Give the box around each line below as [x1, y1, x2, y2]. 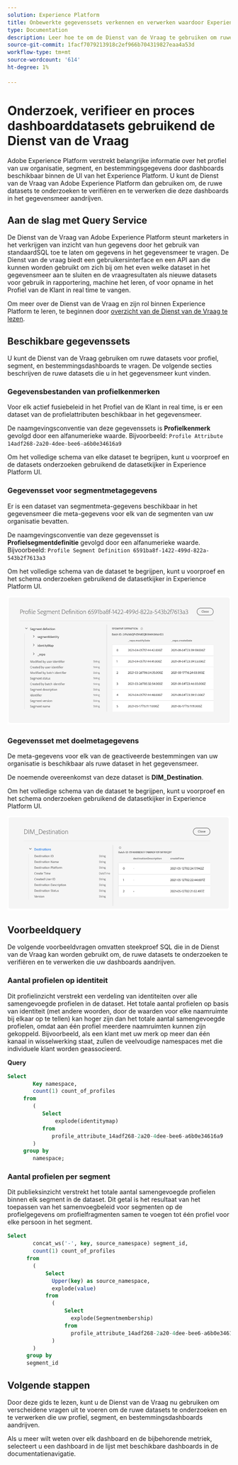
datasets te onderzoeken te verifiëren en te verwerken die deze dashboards [7, 186, 229, 195]
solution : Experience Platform [7, 11, 100, 18]
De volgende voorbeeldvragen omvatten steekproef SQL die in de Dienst [7, 943, 220, 951]
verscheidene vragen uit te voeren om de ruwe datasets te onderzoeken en [7, 1405, 227, 1414]
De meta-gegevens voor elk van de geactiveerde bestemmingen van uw [7, 752, 218, 760]
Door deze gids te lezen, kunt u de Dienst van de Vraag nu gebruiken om [7, 1398, 220, 1406]
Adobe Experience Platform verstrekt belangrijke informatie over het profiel [7, 156, 227, 164]
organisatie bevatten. [7, 517, 69, 525]
